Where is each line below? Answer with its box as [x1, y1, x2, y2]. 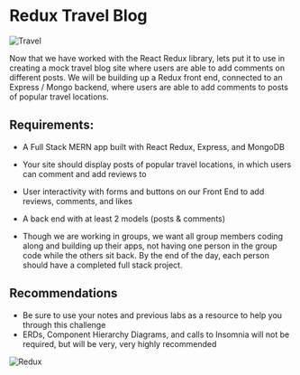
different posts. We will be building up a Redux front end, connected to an [9, 71, 283, 82]
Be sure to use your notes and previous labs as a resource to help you [22, 309, 282, 321]
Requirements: [9, 117, 95, 133]
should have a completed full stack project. [22, 259, 183, 270]
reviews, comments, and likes [22, 195, 133, 206]
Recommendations [9, 286, 118, 301]
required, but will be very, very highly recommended [22, 338, 217, 349]
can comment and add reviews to [22, 168, 147, 179]
